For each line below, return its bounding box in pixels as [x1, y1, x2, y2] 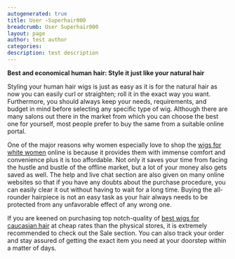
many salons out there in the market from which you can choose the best [7, 112, 219, 120]
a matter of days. [7, 244, 57, 252]
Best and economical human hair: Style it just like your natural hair [7, 68, 205, 77]
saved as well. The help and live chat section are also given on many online [7, 170, 224, 179]
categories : [7, 43, 42, 50]
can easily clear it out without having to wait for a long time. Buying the [7, 185, 213, 194]
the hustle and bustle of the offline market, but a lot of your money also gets [7, 163, 227, 171]
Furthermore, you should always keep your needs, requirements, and [7, 97, 207, 105]
